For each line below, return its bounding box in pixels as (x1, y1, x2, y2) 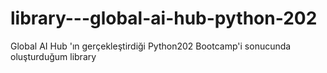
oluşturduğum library (10, 50, 97, 62)
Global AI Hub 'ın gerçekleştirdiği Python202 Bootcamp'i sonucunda (10, 40, 292, 52)
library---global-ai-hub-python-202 (10, 7, 318, 30)
